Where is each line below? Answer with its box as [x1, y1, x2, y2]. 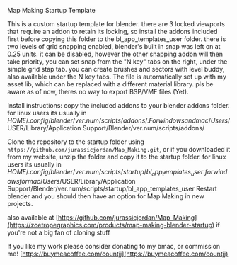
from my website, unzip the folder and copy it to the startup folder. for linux [7, 152, 226, 161]
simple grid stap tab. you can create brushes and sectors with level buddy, [7, 65, 225, 73]
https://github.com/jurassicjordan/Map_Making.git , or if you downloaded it [7, 145, 231, 153]
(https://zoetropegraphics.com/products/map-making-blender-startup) [7, 220, 214, 229]
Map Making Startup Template [7, 6, 96, 14]
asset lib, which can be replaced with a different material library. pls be [7, 80, 214, 88]
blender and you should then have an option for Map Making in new [7, 191, 204, 201]
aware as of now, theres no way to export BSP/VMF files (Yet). [7, 88, 189, 96]
